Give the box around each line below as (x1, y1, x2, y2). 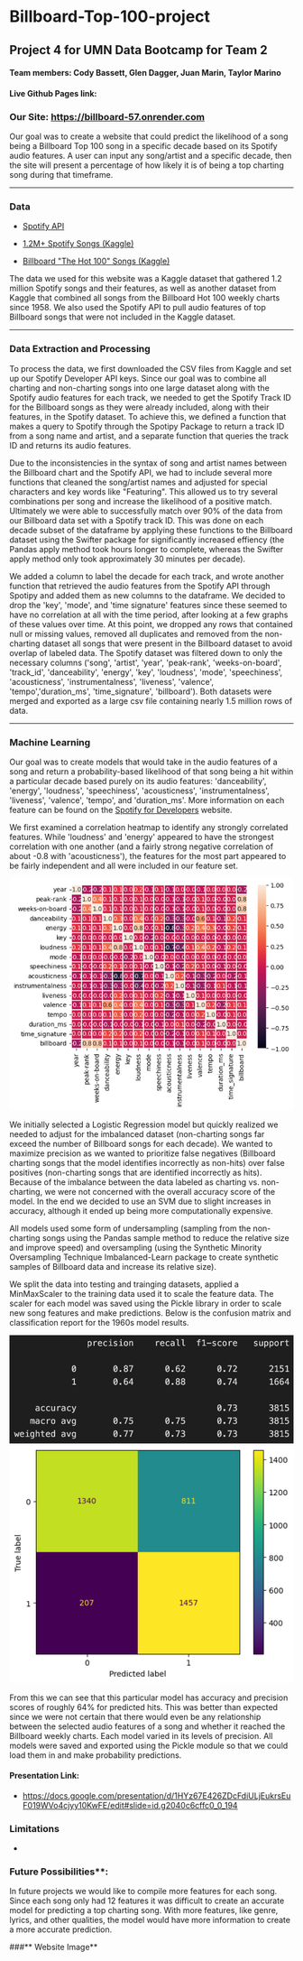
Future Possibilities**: (9, 1865, 109, 1878)
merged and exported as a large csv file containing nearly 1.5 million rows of (9, 695, 293, 706)
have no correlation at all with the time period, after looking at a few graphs (9, 609, 289, 620)
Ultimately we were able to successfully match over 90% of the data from (9, 505, 283, 516)
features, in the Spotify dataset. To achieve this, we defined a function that (9, 411, 287, 421)
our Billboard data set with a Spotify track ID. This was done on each (9, 514, 264, 525)
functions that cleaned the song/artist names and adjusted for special (9, 476, 268, 487)
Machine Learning (9, 735, 91, 748)
